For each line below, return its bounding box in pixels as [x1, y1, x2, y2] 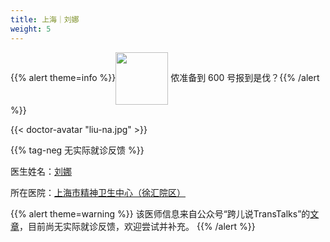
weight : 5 [10, 24, 52, 34]
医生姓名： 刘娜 [10, 165, 72, 177]
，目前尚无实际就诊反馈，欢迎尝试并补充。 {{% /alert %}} [19, 220, 256, 232]
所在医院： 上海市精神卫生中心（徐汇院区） [10, 186, 186, 198]
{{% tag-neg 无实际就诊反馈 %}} [10, 144, 145, 156]
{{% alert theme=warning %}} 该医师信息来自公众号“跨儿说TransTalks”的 [10, 207, 311, 220]
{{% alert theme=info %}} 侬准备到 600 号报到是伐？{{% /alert [10, 71, 320, 83]
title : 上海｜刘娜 [10, 14, 80, 25]
